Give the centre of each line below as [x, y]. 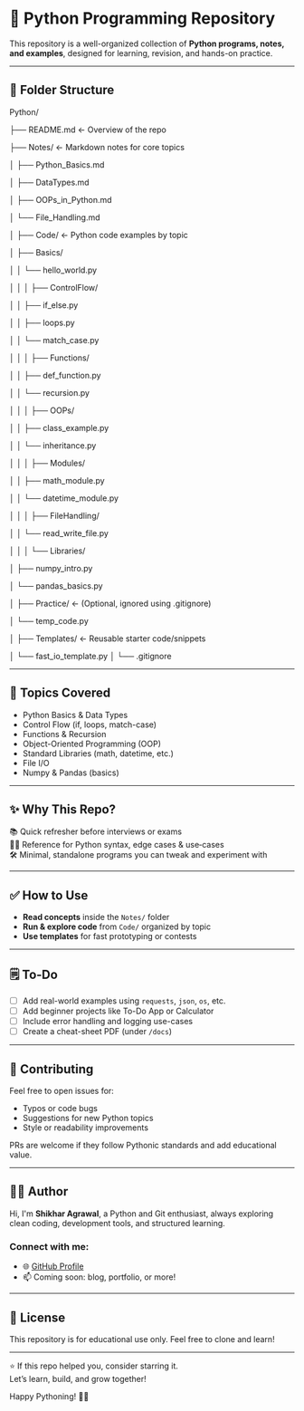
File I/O [36, 763]
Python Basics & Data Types [75, 715]
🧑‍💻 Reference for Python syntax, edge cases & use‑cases [117, 845]
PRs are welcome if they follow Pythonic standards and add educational [143, 1146]
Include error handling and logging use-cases [107, 1022]
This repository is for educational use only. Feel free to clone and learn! [142, 1339]
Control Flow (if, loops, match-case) [89, 725]
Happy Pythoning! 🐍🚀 [49, 1396]
